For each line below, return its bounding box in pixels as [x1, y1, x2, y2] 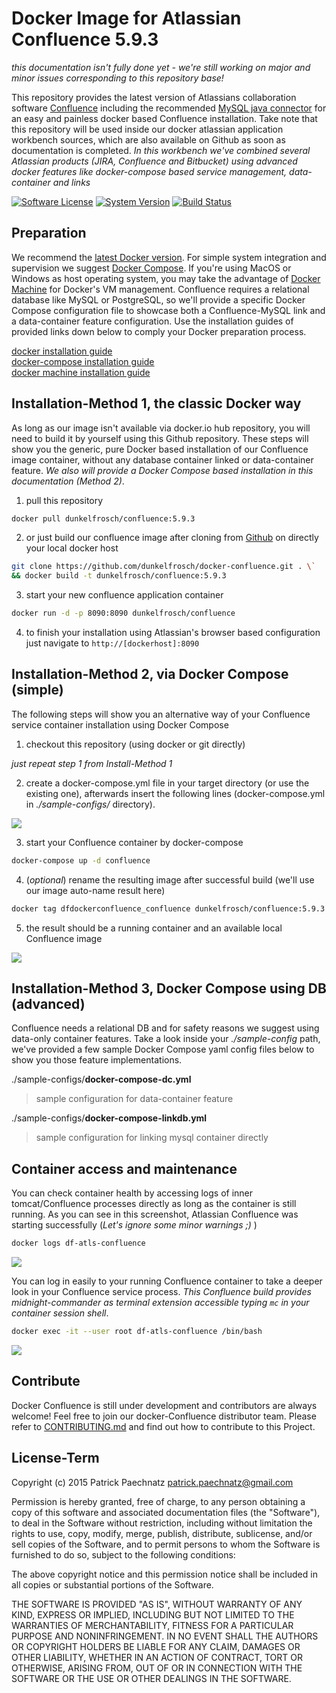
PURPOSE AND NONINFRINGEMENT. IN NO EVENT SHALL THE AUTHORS [11, 1630, 319, 1642]
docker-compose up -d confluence [11, 855, 151, 866]
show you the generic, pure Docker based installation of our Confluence [11, 443, 309, 455]
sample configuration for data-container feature [35, 1093, 234, 1105]
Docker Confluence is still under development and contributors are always [11, 1399, 318, 1411]
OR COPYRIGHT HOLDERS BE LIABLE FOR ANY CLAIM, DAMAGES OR [11, 1640, 301, 1652]
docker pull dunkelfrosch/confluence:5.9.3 [11, 513, 196, 524]
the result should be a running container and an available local [25, 922, 283, 934]
